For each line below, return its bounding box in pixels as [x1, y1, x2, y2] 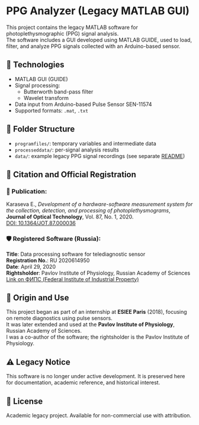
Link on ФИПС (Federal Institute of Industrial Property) [6, 275, 139, 282]
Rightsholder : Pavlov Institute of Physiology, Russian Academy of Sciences [6, 269, 191, 276]
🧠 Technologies [6, 60, 65, 70]
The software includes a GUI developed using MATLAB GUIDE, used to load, [6, 36, 192, 43]
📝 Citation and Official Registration [6, 169, 136, 179]
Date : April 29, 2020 [6, 263, 56, 270]
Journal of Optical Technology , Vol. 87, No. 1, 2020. [6, 213, 134, 220]
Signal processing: [14, 82, 60, 89]
